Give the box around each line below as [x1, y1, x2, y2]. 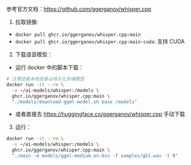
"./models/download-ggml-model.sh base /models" [12, 98, 137, 105]
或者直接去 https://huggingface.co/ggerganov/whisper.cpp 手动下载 [15, 111, 186, 118]
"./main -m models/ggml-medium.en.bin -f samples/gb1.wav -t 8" [12, 153, 178, 159]
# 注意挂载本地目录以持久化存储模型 [6, 76, 85, 82]
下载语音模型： [15, 51, 53, 58]
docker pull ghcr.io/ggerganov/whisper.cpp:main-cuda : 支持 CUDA [15, 38, 185, 45]
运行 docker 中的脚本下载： [15, 64, 84, 71]
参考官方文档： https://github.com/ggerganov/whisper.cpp [6, 5, 152, 12]
